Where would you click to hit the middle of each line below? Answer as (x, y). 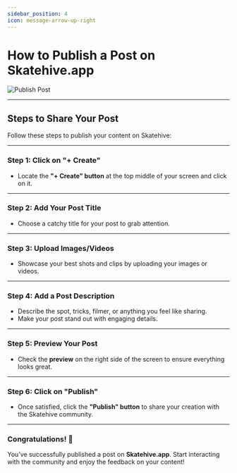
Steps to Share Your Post (63, 118)
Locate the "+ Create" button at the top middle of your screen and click (122, 176)
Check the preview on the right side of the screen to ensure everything (121, 359)
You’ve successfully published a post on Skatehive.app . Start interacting (114, 455)
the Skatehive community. (55, 414)
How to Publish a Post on (81, 55)
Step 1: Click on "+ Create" (54, 161)
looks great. (35, 367)
